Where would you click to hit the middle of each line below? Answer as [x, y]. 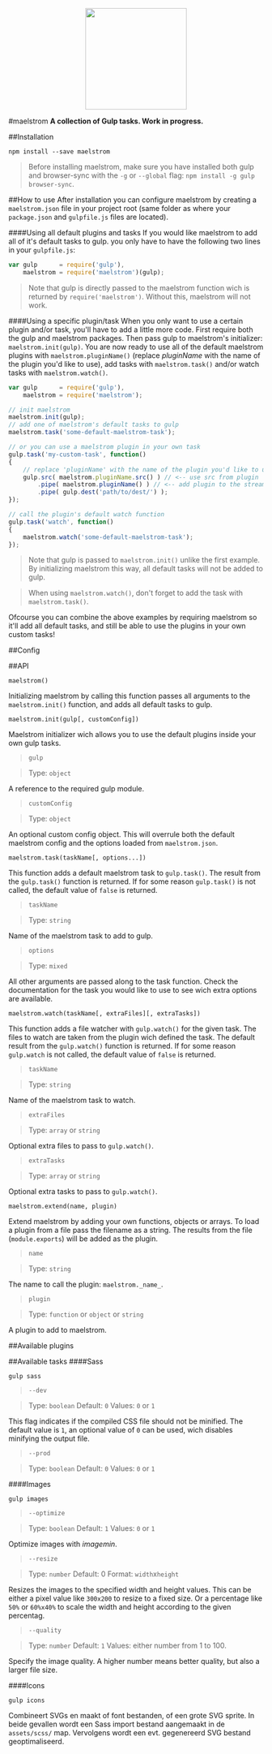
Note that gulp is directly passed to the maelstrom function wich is [139, 287]
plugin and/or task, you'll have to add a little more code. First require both [131, 330]
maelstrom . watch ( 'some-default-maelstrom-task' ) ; [108, 537]
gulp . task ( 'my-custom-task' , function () [78, 455]
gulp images [28, 1499]
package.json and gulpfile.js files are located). [88, 217]
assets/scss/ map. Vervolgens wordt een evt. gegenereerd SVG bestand [130, 1733]
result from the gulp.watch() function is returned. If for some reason [122, 1046]
